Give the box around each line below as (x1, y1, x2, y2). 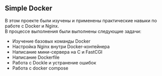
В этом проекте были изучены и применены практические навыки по (5, 17, 157, 23)
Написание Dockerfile (12, 54, 60, 60)
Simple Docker (5, 4, 53, 13)
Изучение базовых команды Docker (12, 38, 90, 44)
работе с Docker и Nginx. (5, 23, 59, 29)
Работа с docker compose (12, 65, 68, 71)
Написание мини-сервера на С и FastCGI (12, 49, 103, 55)
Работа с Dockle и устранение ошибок (12, 59, 97, 65)
